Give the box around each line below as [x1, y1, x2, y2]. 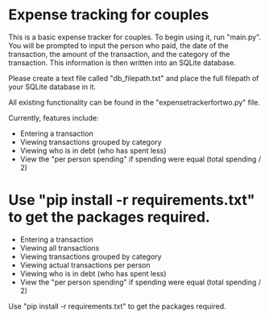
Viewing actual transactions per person [19, 260, 151, 270]
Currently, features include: [8, 112, 99, 122]
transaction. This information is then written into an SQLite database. [8, 58, 236, 67]
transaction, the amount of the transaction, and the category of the [8, 49, 230, 59]
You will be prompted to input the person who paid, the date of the [8, 40, 230, 50]
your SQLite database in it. [8, 82, 97, 92]
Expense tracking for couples [8, 6, 209, 24]
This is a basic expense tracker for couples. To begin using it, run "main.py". [8, 32, 262, 42]
